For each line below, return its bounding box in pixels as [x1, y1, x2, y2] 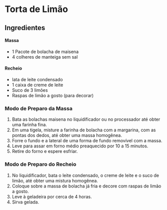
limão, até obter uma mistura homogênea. [11, 177, 98, 183]
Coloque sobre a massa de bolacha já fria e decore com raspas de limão [11, 183, 161, 189]
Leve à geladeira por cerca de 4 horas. [11, 193, 92, 199]
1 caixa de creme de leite [11, 82, 63, 88]
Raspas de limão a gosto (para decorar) [11, 92, 94, 98]
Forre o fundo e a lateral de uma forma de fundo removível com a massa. [11, 138, 162, 144]
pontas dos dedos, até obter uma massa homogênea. [11, 132, 122, 138]
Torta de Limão [4, 4, 68, 15]
